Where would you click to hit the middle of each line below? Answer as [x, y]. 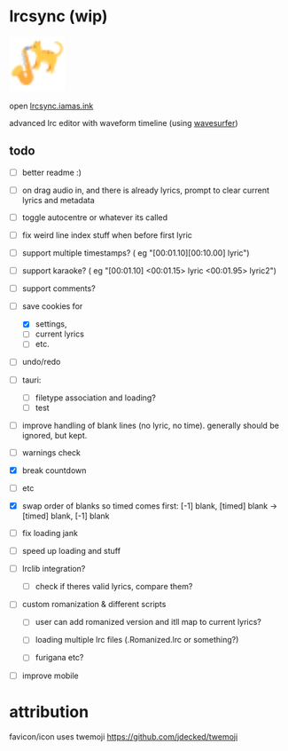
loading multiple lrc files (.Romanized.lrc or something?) [137, 640]
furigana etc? [59, 658]
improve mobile [51, 676]
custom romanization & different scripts [94, 605]
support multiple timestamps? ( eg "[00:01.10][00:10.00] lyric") [136, 253]
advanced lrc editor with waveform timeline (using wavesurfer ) [124, 123]
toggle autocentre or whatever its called [95, 217]
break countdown [54, 470]
